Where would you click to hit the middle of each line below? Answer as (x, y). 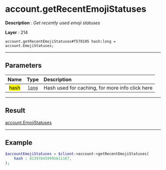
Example (19, 143)
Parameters (23, 65)
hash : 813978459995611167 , (43, 159)
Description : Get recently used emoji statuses (53, 23)
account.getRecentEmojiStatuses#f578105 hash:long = (61, 41)
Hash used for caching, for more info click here (98, 87)
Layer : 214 (17, 32)
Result (15, 110)
